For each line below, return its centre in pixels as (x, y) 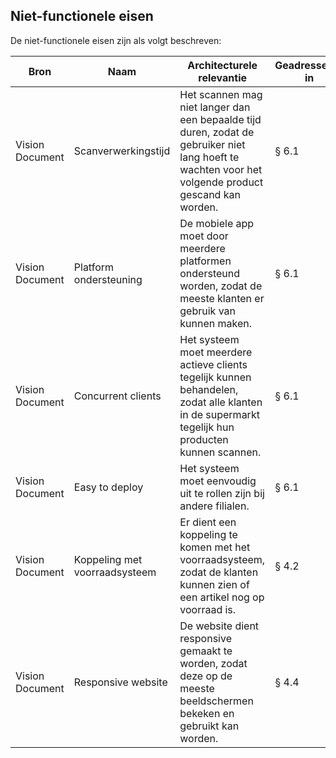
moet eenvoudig (218, 481)
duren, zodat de (217, 132)
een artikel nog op (222, 597)
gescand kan (210, 194)
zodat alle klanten (221, 402)
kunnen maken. (215, 323)
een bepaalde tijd (220, 119)
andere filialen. (214, 506)
